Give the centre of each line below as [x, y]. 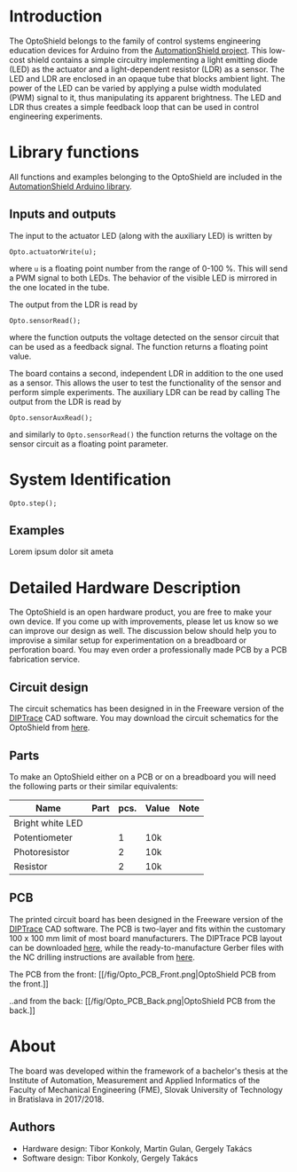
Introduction [56, 16]
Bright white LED [48, 823]
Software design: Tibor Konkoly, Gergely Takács [110, 1158]
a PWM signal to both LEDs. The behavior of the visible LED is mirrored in [143, 278]
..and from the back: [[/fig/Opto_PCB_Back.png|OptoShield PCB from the [143, 1001]
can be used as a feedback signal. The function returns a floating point [139, 346]
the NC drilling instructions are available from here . [102, 957]
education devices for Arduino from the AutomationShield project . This [138, 50]
